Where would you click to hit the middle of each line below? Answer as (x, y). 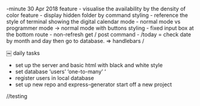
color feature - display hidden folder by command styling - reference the (97, 15)
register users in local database (54, 78)
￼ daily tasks (23, 53)
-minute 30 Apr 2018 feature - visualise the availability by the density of (96, 9)
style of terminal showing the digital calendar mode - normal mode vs (93, 22)
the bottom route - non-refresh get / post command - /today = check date (99, 35)
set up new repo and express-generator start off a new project (93, 84)
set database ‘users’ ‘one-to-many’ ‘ (60, 71)
